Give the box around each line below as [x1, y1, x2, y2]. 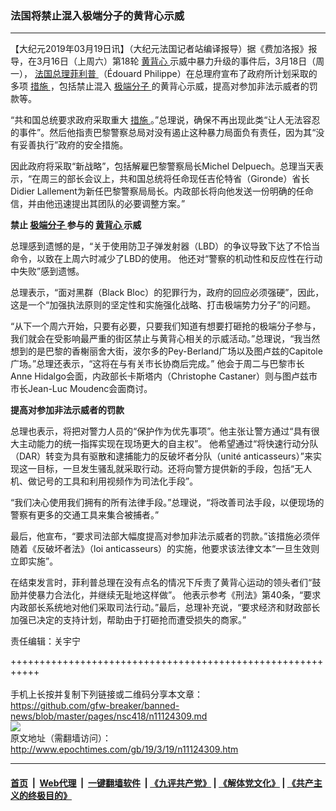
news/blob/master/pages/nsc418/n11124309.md [10, 710, 208, 722]
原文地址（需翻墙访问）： [10, 732, 112, 744]
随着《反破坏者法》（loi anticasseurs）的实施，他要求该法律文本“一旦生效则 [10, 543, 320, 555]
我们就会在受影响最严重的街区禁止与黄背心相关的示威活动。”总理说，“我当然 [10, 333, 321, 345]
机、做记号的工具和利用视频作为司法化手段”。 [10, 475, 199, 487]
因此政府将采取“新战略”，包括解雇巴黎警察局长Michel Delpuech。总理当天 [10, 160, 316, 172]
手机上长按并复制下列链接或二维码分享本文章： [10, 688, 203, 701]
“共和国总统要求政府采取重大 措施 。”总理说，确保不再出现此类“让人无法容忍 [10, 114, 321, 126]
